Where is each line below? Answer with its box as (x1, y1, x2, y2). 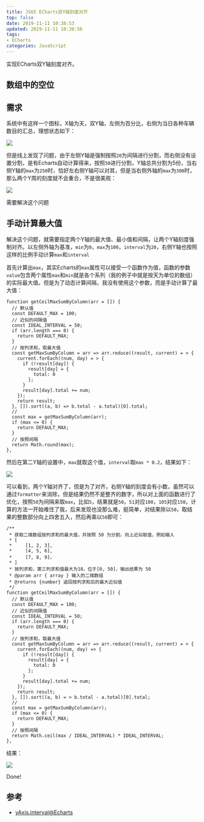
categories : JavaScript (6, 43, 67, 49)
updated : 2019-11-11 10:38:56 (6, 26, 83, 32)
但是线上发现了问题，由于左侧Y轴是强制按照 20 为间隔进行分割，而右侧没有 (6, 152, 191, 159)
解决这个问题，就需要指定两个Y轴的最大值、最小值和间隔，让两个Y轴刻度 (6, 235, 189, 243)
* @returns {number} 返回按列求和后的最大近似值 (8, 579, 123, 585)
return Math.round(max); (12, 442, 75, 448)
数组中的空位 (6, 80, 55, 90)
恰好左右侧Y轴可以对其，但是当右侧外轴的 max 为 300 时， (58, 167, 195, 174)
